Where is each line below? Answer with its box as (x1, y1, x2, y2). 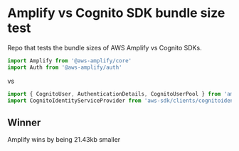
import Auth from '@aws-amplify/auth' (7, 64, 122, 71)
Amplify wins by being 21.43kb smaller (7, 135, 121, 144)
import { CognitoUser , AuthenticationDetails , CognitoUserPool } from (7, 90, 221, 97)
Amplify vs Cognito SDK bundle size (7, 5, 225, 21)
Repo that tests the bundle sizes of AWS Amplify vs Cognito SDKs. (7, 43, 202, 52)
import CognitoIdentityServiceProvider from (7, 97, 142, 104)
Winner (7, 116, 41, 128)
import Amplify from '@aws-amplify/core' (7, 57, 132, 65)
